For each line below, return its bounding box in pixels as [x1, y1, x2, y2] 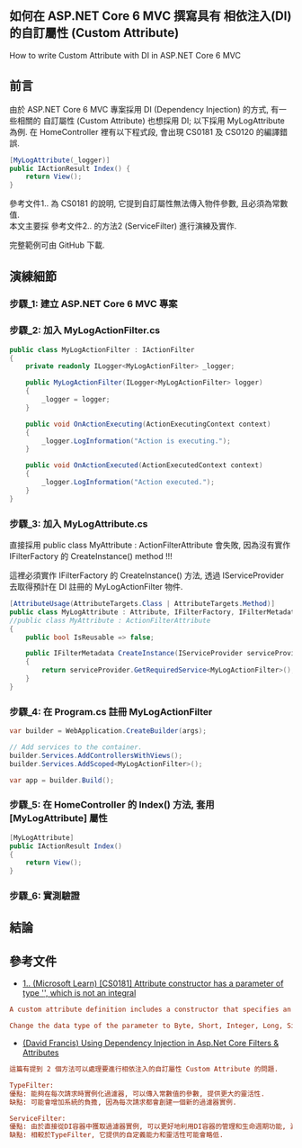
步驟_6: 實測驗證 [9, 890, 81, 902]
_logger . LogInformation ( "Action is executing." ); [41, 436, 231, 446]
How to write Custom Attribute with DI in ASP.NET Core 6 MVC [9, 50, 241, 60]
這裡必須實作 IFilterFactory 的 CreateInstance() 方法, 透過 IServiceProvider [9, 570, 285, 581]
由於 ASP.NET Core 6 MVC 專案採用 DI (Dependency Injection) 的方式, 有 [9, 104, 280, 114]
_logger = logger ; [41, 395, 111, 404]
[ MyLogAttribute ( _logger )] [9, 156, 111, 165]
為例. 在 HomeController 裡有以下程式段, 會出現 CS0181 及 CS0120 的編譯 [9, 126, 280, 137]
